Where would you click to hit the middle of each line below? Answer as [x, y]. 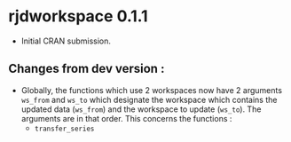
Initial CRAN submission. [66, 41]
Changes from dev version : [87, 69]
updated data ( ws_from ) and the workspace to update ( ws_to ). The [141, 109]
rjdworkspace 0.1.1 [78, 16]
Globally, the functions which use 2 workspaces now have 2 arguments [152, 90]
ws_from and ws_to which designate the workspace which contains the [149, 99]
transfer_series [64, 129]
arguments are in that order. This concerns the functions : [126, 118]
